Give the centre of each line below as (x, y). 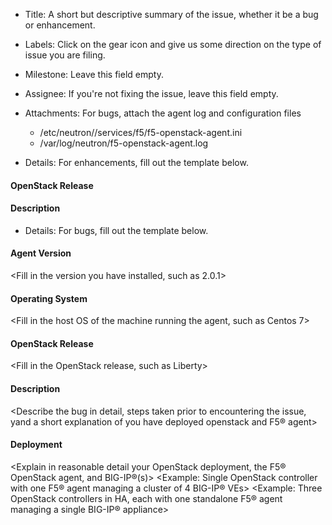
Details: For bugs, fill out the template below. (116, 230)
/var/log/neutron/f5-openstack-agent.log (124, 143)
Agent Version (41, 253)
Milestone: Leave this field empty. (94, 74)
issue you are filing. (65, 55)
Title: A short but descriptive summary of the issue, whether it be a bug (171, 14)
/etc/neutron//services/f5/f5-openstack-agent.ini (141, 132)
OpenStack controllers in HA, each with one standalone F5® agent (146, 498)
